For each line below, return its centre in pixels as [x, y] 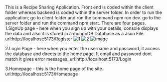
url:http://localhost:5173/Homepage [42, 74]
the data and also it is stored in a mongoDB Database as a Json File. [75, 34]
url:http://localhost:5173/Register [39, 39]
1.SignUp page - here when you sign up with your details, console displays [82, 28]
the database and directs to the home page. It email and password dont [79, 54]
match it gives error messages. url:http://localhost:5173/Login [68, 59]
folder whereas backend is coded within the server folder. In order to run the [83, 12]
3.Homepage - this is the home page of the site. [54, 69]
